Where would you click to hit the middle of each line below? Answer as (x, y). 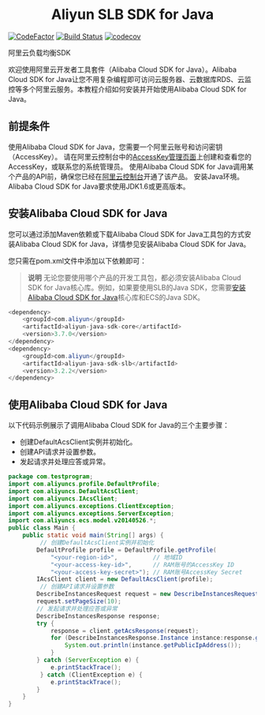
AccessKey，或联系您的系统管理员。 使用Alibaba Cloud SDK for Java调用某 (131, 167)
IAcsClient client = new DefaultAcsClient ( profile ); (125, 579)
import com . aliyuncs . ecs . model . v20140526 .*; (82, 521)
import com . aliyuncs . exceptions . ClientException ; (91, 506)
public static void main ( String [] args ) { (93, 535)
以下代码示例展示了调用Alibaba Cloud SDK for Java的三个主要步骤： (119, 425)
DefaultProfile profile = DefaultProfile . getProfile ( (127, 550)
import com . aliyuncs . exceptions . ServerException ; (91, 513)
